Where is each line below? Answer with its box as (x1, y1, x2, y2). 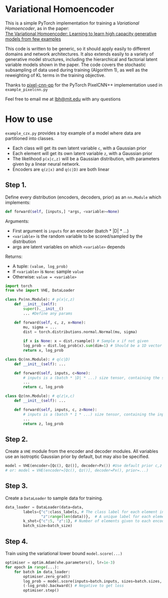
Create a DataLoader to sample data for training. (5, 495, 103, 501)
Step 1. (5, 181, 27, 189)
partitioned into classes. (5, 135, 55, 141)
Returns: (5, 253, 23, 259)
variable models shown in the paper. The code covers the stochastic (5, 61, 146, 67)
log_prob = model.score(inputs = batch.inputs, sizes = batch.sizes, (23, 578, 162, 583)
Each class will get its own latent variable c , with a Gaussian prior (12, 145, 146, 151)
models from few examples (5, 36, 61, 42)
